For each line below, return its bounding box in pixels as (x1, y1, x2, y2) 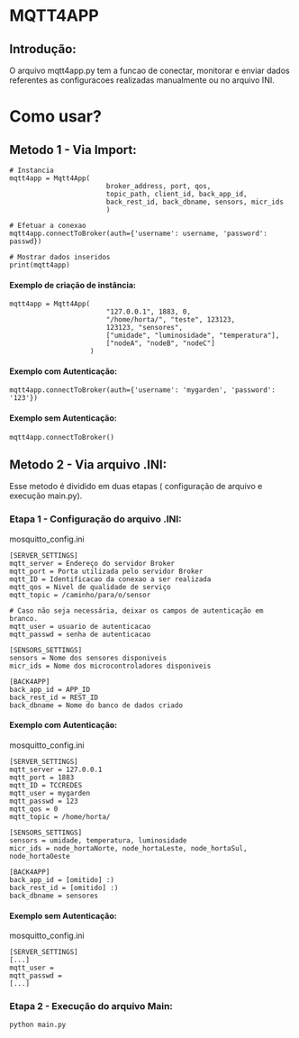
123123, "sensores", (105, 323, 183, 332)
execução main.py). (9, 490, 83, 501)
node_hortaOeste (9, 851, 70, 860)
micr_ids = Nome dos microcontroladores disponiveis (9, 661, 212, 670)
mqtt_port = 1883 (9, 772, 75, 782)
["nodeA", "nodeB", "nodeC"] (105, 339, 216, 348)
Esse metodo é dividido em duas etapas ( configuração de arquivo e (9, 481, 263, 492)
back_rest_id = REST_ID (9, 693, 99, 702)
